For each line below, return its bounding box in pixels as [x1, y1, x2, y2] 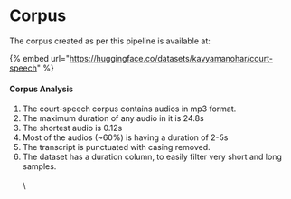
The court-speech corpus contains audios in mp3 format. [22, 103, 237, 114]
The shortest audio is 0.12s [22, 123, 123, 134]
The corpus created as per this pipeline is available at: [9, 35, 211, 46]
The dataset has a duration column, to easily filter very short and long [22, 151, 282, 163]
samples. [22, 161, 57, 172]
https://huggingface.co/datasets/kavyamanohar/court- [69, 52, 274, 63]
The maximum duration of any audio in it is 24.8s [22, 113, 205, 124]
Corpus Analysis [9, 83, 74, 94]
